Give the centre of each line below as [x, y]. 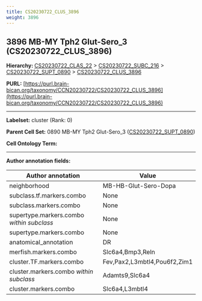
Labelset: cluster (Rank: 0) [39, 120]
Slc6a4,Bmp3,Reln [129, 252]
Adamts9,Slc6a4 [126, 276]
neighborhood [29, 186]
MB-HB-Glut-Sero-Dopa [139, 186]
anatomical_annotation [41, 243]
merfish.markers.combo [43, 252]
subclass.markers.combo [45, 205]
